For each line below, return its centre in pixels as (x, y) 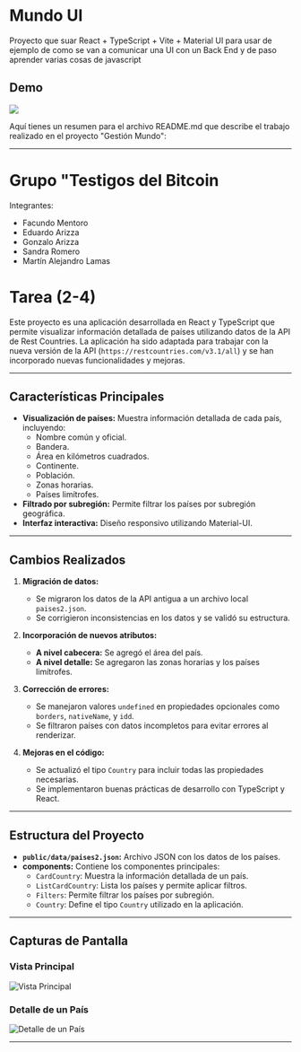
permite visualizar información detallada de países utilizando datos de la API (150, 331)
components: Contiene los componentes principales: (121, 866)
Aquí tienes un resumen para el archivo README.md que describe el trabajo (150, 126)
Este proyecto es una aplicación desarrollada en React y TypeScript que (142, 322)
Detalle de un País (49, 1009)
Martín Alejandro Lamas (66, 260)
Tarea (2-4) (53, 297)
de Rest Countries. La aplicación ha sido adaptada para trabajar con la (139, 341)
